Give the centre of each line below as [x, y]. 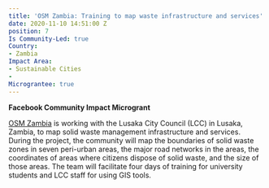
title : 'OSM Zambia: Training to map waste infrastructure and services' [136, 16]
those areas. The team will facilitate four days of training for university [126, 166]
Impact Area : [30, 62]
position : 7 [28, 31]
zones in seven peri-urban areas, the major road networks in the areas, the [134, 149]
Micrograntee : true [41, 84]
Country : [23, 46]
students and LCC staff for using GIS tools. [80, 175]
